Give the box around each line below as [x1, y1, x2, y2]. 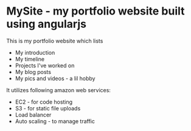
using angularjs [6, 17, 87, 31]
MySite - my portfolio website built [6, 4, 185, 18]
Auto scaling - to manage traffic [15, 117, 95, 125]
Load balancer [15, 111, 52, 118]
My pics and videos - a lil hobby [15, 75, 95, 82]
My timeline [15, 55, 44, 62]
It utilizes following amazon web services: [6, 86, 111, 93]
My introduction [15, 49, 55, 56]
